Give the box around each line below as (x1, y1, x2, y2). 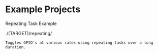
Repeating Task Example (5, 20, 57, 26)
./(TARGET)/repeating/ (5, 30, 52, 36)
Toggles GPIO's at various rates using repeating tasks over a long (5, 40, 153, 45)
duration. (5, 44, 26, 49)
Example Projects (5, 4, 81, 15)
